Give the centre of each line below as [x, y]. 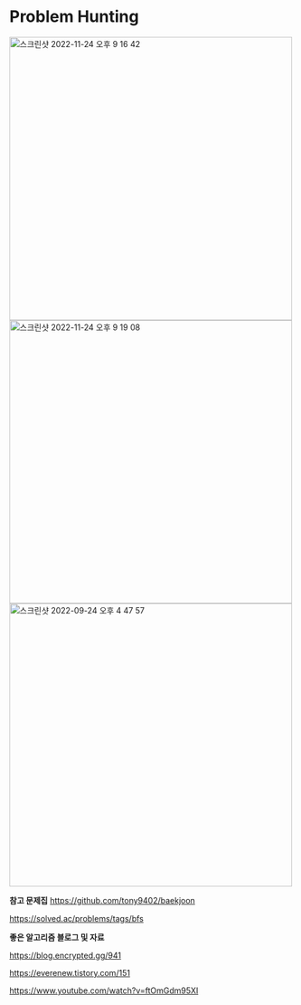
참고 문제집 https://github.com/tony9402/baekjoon [103, 900]
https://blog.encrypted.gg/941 [66, 955]
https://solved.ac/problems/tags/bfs [77, 918]
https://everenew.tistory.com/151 [70, 972]
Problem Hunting [74, 17]
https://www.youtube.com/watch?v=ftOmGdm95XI [104, 991]
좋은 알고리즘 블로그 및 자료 [57, 937]
